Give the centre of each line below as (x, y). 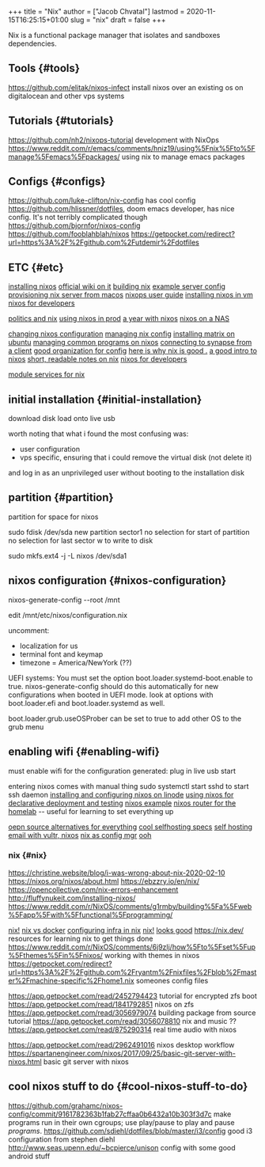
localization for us (49, 646)
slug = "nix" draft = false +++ (118, 20)
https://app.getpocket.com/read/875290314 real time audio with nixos (123, 1029)
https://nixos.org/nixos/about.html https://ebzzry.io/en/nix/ (104, 881)
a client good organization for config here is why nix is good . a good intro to (132, 350)
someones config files (172, 980)
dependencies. (32, 44)
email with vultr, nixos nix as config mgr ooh (80, 835)
